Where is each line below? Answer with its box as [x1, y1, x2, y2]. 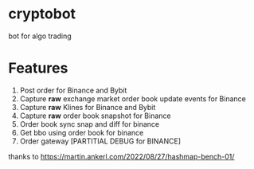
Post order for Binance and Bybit [19, 85, 127, 95]
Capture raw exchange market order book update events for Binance [19, 93, 247, 104]
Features [8, 59, 68, 77]
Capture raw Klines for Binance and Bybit [19, 102, 156, 112]
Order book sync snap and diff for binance [19, 119, 160, 128]
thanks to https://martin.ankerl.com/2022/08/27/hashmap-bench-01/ [8, 151, 235, 161]
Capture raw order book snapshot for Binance [19, 111, 171, 120]
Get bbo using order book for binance [19, 128, 144, 137]
